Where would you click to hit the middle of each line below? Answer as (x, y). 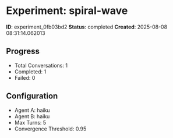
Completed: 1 (30, 72)
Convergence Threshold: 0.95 (50, 129)
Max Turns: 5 (30, 122)
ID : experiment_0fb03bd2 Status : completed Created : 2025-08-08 (87, 27)
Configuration (32, 96)
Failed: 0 (25, 77)
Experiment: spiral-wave (67, 11)
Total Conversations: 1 (41, 65)
